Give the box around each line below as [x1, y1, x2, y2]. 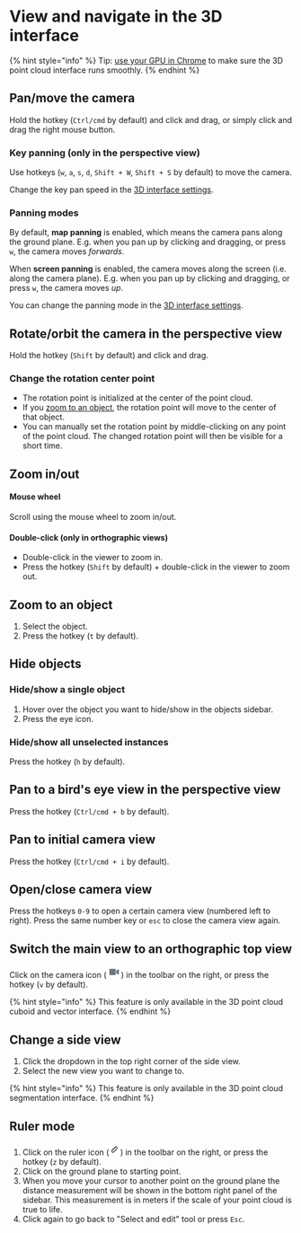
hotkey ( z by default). [22, 1156, 102, 1167]
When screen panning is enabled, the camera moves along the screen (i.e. [9, 263, 288, 275]
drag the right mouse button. [9, 124, 116, 135]
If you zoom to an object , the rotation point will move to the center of [22, 402, 277, 413]
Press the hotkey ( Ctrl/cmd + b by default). [9, 806, 170, 816]
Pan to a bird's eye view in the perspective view [9, 782, 281, 797]
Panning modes [9, 207, 79, 219]
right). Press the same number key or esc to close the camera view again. [9, 915, 281, 926]
